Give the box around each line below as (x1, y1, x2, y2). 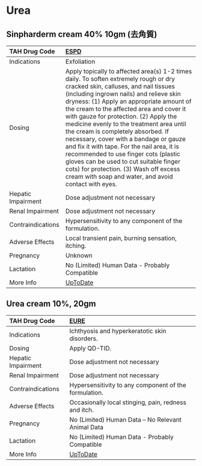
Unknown (65, 251, 93, 259)
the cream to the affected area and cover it (65, 105, 186, 113)
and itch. (69, 405, 94, 414)
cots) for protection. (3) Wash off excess (65, 165, 180, 173)
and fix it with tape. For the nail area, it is (65, 143, 179, 150)
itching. (65, 242, 87, 250)
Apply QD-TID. (69, 344, 112, 352)
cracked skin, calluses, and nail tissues (65, 82, 176, 90)
